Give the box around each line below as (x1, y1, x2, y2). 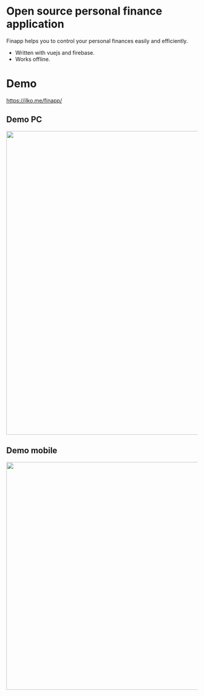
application (6, 17, 65, 31)
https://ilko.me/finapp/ (6, 97, 63, 104)
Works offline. (15, 55, 50, 63)
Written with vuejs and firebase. (15, 49, 95, 56)
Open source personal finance (6, 4, 163, 18)
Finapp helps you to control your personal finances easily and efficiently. (6, 37, 188, 44)
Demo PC (6, 114, 42, 125)
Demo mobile (6, 445, 58, 456)
